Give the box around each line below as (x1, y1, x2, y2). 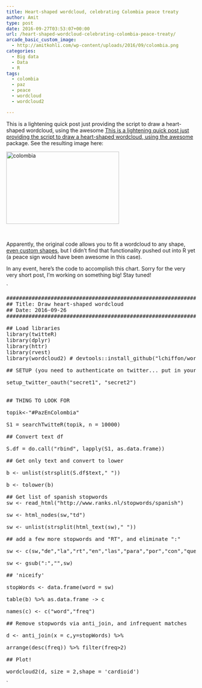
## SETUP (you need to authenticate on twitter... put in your (6, 367, 197, 374)
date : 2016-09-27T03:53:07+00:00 (6, 25, 90, 32)
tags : (6, 70, 20, 77)
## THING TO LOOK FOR (6, 397, 70, 404)
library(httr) (6, 343, 48, 349)
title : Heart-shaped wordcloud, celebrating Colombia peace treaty (6, 8, 179, 15)
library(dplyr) (6, 337, 51, 343)
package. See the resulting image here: (6, 139, 104, 146)
